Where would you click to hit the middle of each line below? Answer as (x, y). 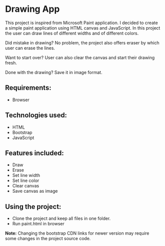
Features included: (34, 153)
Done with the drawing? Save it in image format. (54, 72)
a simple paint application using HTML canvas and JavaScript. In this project (83, 28)
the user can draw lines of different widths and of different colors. (72, 33)
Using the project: (33, 206)
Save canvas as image (35, 191)
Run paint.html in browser (38, 224)
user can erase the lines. (30, 48)
